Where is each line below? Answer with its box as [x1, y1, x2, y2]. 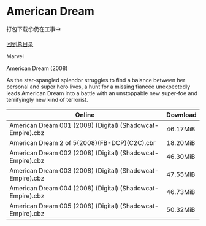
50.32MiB [166, 205, 196, 214]
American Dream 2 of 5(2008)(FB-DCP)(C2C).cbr [9, 138, 156, 147]
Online [75, 111, 95, 119]
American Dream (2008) [6, 64, 68, 72]
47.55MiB [166, 170, 196, 179]
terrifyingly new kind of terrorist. [6, 96, 88, 103]
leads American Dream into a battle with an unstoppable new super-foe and [6, 89, 198, 96]
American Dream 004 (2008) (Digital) [9, 184, 119, 192]
